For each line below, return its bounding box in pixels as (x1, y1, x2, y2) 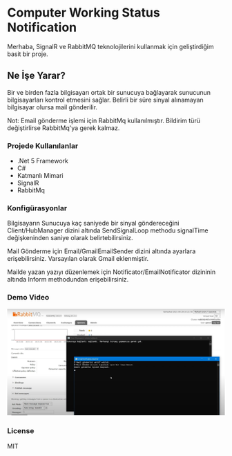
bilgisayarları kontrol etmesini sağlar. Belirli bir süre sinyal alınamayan (7, 95, 204, 104)
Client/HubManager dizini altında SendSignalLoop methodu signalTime (7, 226, 209, 235)
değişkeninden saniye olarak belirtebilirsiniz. (7, 234, 133, 242)
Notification (7, 19, 77, 35)
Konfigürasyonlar (7, 203, 68, 212)
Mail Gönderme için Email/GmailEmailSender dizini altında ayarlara (7, 247, 196, 255)
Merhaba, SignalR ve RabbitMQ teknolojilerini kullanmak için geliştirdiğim (7, 42, 214, 51)
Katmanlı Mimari (17, 172, 64, 180)
